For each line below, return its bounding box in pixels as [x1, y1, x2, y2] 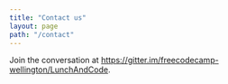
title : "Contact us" [9, 13, 87, 23]
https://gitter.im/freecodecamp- [100, 55, 219, 66]
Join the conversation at [9, 55, 99, 66]
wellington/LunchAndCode [9, 64, 109, 75]
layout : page [9, 22, 59, 31]
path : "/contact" [9, 30, 75, 39]
